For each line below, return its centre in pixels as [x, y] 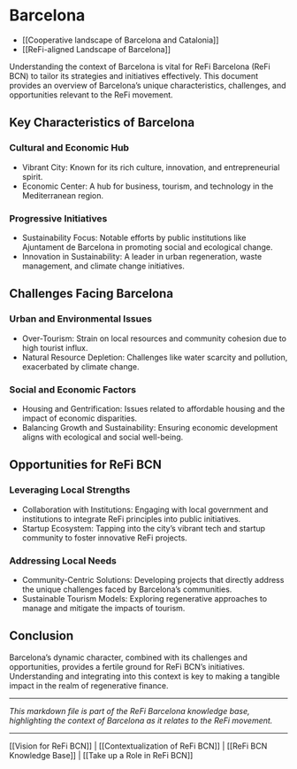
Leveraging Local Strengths [70, 490]
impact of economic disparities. [80, 418]
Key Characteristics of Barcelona [102, 123]
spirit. [32, 176]
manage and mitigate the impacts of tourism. [103, 608]
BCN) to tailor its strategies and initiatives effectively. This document [134, 75]
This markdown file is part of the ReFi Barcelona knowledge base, [129, 711]
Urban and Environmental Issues [81, 319]
